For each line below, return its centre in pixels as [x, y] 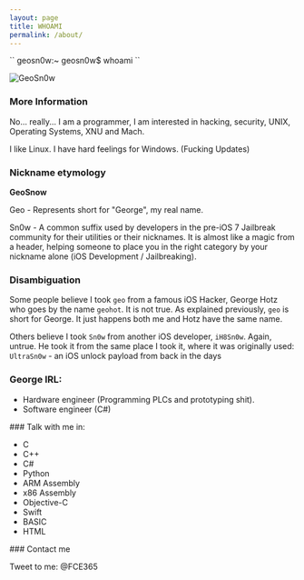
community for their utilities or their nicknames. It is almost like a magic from [152, 236]
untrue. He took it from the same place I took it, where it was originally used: [152, 346]
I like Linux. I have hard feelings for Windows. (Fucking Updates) [130, 149]
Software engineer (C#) [67, 409]
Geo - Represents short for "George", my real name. [107, 209]
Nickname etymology [58, 172]
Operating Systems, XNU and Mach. [77, 131]
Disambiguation [45, 280]
